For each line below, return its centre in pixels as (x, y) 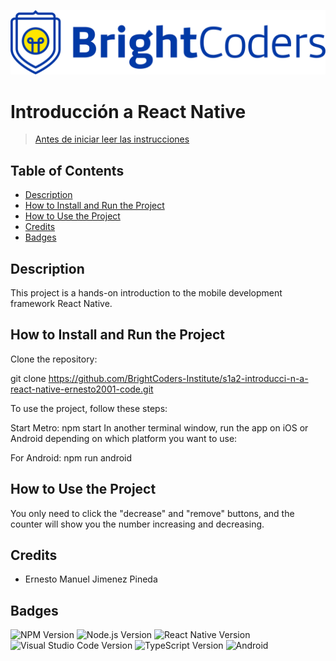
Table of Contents (67, 170)
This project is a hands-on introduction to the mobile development (146, 292)
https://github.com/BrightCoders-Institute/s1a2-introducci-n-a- (178, 378)
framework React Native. (61, 303)
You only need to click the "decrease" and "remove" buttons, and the (152, 513)
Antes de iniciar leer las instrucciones (112, 139)
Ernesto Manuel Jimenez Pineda (91, 579)
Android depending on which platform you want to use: (124, 438)
